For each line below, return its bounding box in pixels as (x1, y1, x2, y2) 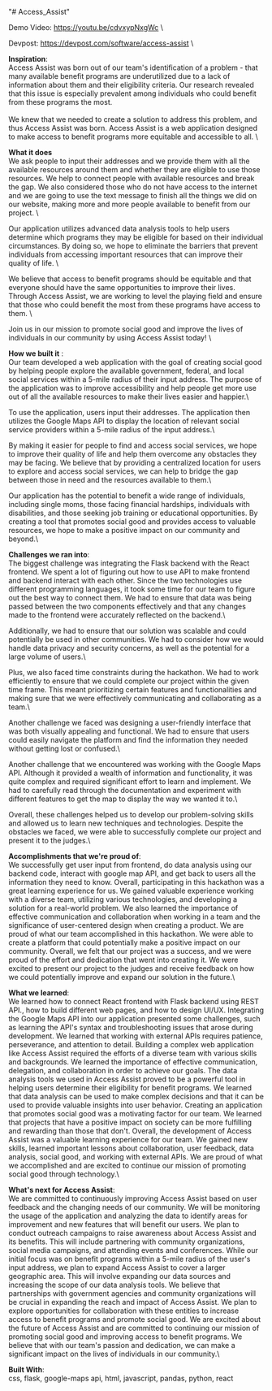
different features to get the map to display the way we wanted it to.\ (8, 794, 238, 804)
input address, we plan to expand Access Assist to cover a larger (8, 1263, 226, 1272)
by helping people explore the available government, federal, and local (8, 366, 244, 375)
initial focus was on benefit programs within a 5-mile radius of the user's (8, 1254, 251, 1263)
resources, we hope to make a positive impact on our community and (8, 526, 240, 535)
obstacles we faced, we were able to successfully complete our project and (8, 827, 261, 836)
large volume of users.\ (8, 652, 87, 661)
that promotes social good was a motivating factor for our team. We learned (8, 1109, 262, 1118)
